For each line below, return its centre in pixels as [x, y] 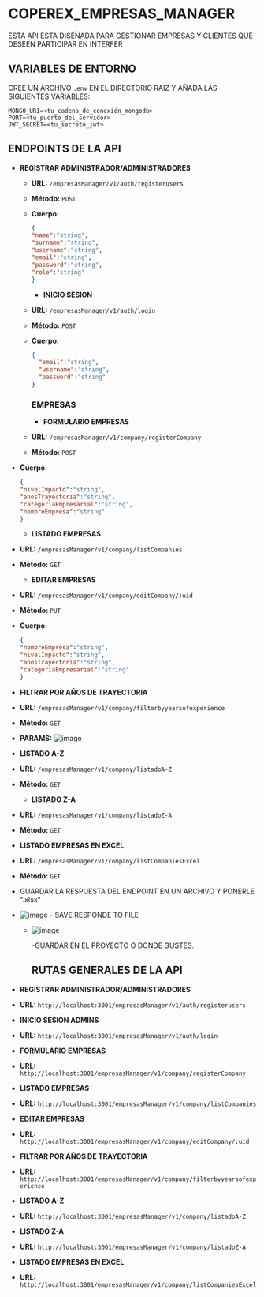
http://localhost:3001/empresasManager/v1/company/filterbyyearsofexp [138, 1179]
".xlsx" [30, 899]
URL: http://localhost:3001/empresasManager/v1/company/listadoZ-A [133, 1246]
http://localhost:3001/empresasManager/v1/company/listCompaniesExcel [138, 1284]
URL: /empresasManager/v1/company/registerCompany [116, 437]
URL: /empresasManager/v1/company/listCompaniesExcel [110, 860]
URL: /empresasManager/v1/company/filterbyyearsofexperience [122, 707]
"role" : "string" [58, 272]
